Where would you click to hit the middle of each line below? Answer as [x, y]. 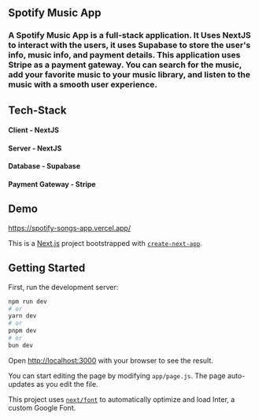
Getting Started [47, 268]
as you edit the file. [67, 384]
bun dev [21, 345]
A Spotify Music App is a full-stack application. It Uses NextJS [130, 35]
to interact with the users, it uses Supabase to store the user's [129, 45]
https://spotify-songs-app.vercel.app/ [70, 228]
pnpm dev [22, 331]
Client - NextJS [33, 130]
